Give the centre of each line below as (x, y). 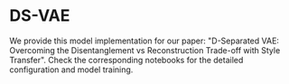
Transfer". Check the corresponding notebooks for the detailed (126, 60)
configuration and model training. (71, 70)
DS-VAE (40, 16)
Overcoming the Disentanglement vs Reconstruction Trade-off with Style (145, 50)
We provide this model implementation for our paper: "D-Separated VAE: (144, 41)
